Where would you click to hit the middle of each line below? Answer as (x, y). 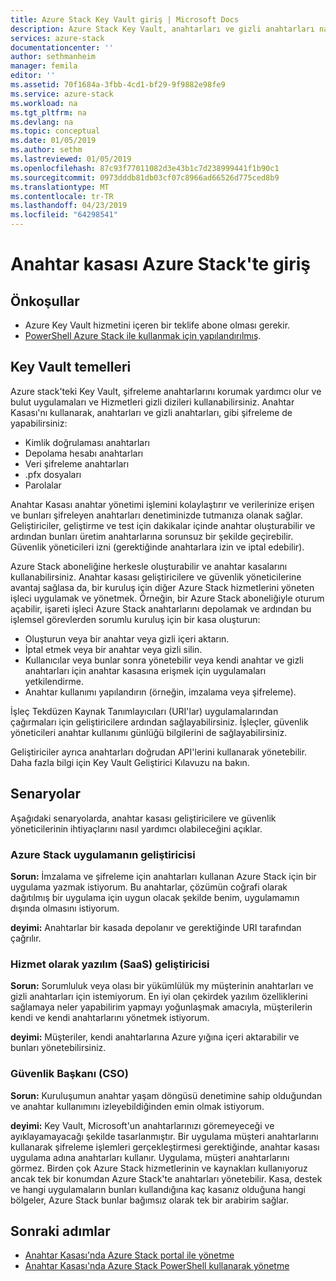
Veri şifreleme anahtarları (77, 463)
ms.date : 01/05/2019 (53, 141)
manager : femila (44, 66)
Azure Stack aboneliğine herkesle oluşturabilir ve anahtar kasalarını (149, 566)
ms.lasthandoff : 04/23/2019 (69, 206)
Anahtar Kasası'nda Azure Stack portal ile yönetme (129, 1255)
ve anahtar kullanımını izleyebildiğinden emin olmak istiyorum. (137, 1106)
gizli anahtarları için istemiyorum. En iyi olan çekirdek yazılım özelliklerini (159, 997)
